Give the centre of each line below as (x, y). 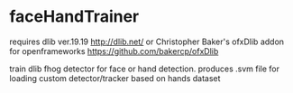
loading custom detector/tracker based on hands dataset (115, 78)
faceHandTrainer (74, 17)
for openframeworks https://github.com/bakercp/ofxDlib (114, 51)
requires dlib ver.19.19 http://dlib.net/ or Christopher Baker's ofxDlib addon (147, 42)
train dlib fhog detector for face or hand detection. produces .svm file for (145, 69)
